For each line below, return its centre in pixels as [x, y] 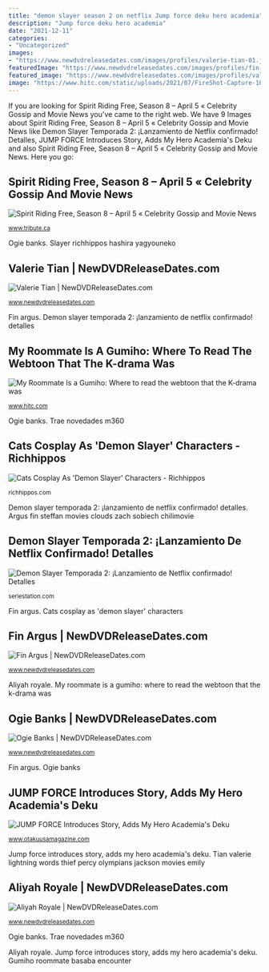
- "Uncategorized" [39, 46]
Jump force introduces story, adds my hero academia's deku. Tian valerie [130, 854]
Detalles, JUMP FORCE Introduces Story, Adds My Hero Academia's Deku [130, 139]
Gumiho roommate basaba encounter [70, 960]
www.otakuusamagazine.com [49, 839]
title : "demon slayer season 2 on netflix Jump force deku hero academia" [136, 16]
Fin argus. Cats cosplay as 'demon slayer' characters [96, 611]
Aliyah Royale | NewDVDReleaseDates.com [118, 887]
